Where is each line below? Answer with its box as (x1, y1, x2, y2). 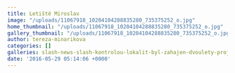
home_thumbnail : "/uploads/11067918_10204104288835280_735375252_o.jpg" (7, 23, 224, 30)
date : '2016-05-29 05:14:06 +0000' (7, 56, 111, 63)
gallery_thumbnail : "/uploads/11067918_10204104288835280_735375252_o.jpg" (7, 29, 233, 37)
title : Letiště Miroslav (7, 10, 80, 17)
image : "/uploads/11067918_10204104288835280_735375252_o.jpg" (7, 17, 196, 24)
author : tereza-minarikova (7, 36, 86, 43)
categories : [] (7, 42, 52, 49)
